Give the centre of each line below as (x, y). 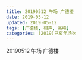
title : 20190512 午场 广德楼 (40, 11)
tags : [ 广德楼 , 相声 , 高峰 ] (38, 28)
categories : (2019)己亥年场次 (41, 34)
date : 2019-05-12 (28, 17)
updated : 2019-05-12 (32, 22)
